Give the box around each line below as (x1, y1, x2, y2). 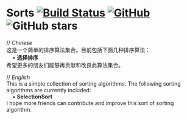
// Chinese (6, 39, 32, 46)
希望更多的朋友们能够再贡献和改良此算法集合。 (6, 61, 124, 69)
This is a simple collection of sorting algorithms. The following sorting (6, 80, 181, 87)
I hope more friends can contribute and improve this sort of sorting (6, 99, 174, 106)
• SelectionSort (12, 93, 53, 100)
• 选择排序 (12, 53, 38, 61)
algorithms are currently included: (6, 86, 91, 93)
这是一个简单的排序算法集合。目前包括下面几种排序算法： (6, 46, 150, 53)
